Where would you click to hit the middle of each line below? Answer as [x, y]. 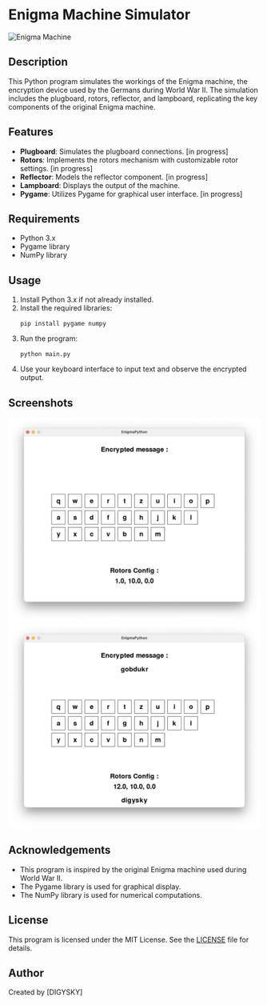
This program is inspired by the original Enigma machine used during [133, 869]
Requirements [44, 219]
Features [31, 132]
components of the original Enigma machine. [82, 106]
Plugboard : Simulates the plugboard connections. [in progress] [124, 151]
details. [20, 948]
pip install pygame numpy [63, 324]
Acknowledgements [60, 850]
